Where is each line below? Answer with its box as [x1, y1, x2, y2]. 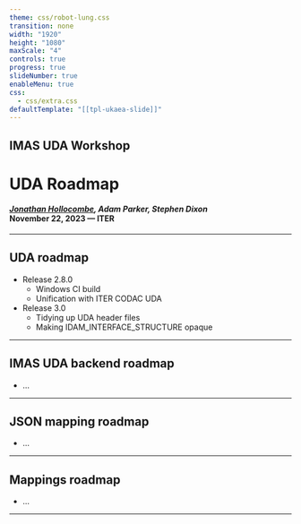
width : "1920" [9, 30, 63, 39]
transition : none [9, 21, 74, 30]
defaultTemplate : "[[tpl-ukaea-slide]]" [9, 105, 163, 114]
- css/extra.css [17, 96, 78, 106]
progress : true [9, 64, 66, 73]
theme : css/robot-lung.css [9, 13, 110, 22]
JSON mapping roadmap [9, 414, 150, 430]
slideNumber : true [9, 72, 78, 81]
